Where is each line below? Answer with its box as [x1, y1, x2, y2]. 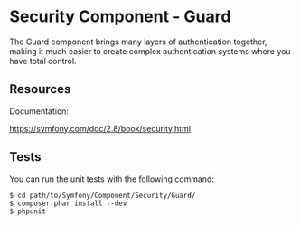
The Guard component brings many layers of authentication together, [9, 36, 267, 47]
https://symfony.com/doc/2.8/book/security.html [9, 123, 192, 134]
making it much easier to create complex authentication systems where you [9, 45, 291, 56]
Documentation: [9, 106, 70, 117]
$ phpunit [9, 206, 47, 216]
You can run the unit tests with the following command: [9, 173, 215, 184]
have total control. [9, 55, 77, 66]
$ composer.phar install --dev [9, 199, 127, 208]
